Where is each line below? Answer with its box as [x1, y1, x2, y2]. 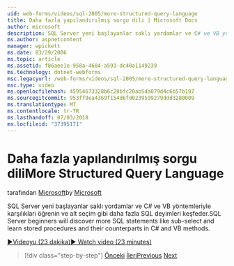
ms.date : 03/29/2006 [7, 50, 68, 57]
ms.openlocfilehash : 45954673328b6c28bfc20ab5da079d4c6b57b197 [7, 88, 195, 95]
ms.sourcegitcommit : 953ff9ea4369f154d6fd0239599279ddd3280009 [7, 95, 195, 102]
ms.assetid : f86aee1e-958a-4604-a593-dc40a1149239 [7, 62, 157, 69]
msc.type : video [7, 82, 54, 89]
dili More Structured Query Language [7, 165, 224, 182]
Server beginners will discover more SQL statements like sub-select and [7, 217, 214, 226]
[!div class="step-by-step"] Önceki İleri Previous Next [24, 251, 178, 260]
